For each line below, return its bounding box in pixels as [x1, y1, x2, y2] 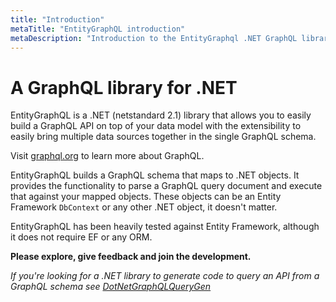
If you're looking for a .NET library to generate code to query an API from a [10, 270, 320, 282]
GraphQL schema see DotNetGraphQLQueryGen [10, 281, 212, 293]
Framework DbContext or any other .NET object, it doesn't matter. [10, 201, 278, 213]
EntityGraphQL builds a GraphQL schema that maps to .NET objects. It [10, 169, 300, 181]
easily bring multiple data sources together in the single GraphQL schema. [10, 131, 317, 143]
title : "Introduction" [10, 14, 105, 25]
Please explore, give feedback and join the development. [10, 251, 252, 263]
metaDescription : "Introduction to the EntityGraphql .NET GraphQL [10, 33, 298, 43]
